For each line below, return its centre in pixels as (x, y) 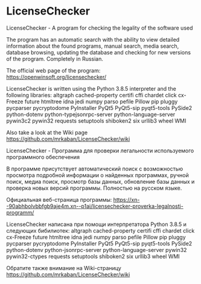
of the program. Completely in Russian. (55, 59)
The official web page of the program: (53, 70)
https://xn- (126, 199)
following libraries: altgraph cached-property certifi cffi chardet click (91, 95)
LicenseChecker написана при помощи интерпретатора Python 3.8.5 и (97, 224)
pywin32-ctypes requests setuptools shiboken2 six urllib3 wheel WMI (93, 256)
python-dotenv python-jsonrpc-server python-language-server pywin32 (97, 250)
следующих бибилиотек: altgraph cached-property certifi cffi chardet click (101, 230)
